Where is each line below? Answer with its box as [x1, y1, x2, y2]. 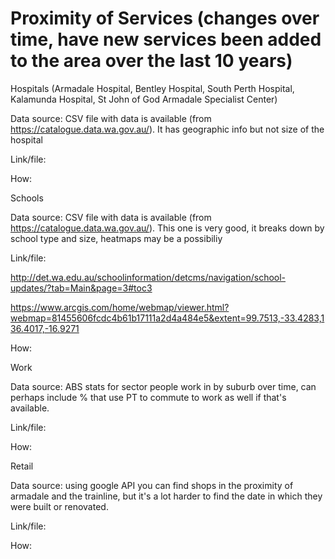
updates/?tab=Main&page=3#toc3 [10, 282, 153, 294]
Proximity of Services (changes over [10, 7, 320, 30]
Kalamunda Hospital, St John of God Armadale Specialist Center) [10, 93, 278, 105]
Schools [10, 192, 44, 204]
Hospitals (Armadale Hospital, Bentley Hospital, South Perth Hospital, [10, 82, 295, 94]
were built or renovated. [10, 500, 109, 512]
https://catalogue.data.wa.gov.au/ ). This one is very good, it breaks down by [10, 222, 325, 234]
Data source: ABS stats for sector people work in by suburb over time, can [10, 380, 317, 392]
